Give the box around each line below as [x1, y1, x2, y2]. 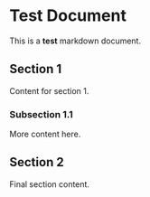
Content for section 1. [9, 85, 89, 96]
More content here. [9, 128, 81, 140]
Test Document [9, 5, 127, 26]
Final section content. [9, 178, 90, 190]
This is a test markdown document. [9, 35, 142, 46]
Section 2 [9, 155, 65, 170]
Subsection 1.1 [9, 108, 74, 120]
